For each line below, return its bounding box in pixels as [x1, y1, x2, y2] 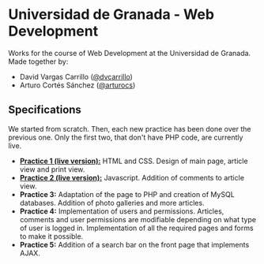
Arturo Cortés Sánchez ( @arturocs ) [19, 80, 136, 90]
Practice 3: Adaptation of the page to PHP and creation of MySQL [19, 189, 235, 199]
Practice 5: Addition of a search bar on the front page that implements [19, 240, 250, 249]
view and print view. [19, 164, 85, 174]
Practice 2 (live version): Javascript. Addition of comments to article [19, 173, 245, 182]
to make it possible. [19, 231, 84, 241]
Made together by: [8, 57, 69, 66]
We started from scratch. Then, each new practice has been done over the [8, 124, 251, 133]
